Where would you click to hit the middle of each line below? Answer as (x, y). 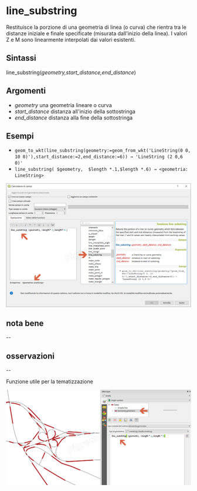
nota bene (25, 323)
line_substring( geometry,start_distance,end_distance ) (71, 72)
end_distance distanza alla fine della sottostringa (74, 117)
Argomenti (26, 91)
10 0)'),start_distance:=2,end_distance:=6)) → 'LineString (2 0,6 (98, 157)
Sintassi (21, 58)
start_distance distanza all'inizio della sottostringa (75, 111)
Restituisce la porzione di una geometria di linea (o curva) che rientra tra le (96, 27)
